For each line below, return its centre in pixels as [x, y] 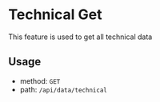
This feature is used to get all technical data [80, 37]
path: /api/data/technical [64, 89]
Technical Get [55, 15]
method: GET [40, 80]
